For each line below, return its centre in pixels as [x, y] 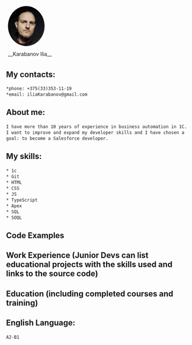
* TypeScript [22, 200]
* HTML [14, 182]
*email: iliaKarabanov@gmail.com [47, 94]
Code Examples [35, 236]
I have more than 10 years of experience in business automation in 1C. [97, 127]
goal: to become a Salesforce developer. [57, 138]
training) [22, 303]
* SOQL [14, 218]
